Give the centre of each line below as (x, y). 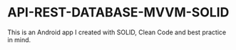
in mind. (19, 39)
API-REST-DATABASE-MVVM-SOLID (118, 12)
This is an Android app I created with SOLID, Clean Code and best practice (117, 32)
